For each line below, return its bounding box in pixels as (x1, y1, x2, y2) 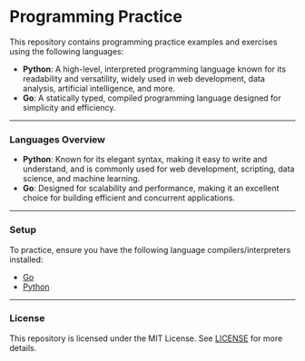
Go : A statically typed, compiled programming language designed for (22, 93, 281, 103)
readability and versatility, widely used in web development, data (22, 73, 266, 83)
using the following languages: (9, 45, 124, 56)
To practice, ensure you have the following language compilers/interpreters (9, 244, 291, 255)
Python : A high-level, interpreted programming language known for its (22, 63, 287, 74)
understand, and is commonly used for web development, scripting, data (22, 163, 295, 174)
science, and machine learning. (22, 173, 141, 184)
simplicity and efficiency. (22, 102, 116, 112)
